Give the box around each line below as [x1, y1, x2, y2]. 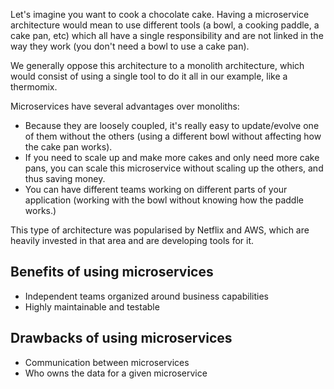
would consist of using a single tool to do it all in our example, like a [10, 70, 288, 82]
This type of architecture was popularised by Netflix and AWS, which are [10, 224, 310, 236]
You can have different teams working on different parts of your [24, 184, 288, 195]
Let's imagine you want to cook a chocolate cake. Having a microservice [10, 9, 310, 20]
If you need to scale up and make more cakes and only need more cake [24, 152, 320, 163]
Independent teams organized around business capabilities [24, 290, 269, 302]
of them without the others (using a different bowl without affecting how [24, 130, 322, 142]
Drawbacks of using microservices [10, 330, 233, 347]
